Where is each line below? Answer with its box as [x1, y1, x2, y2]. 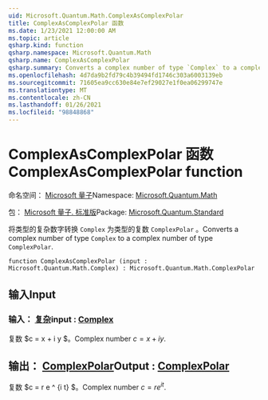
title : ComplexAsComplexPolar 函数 [8, 19, 124, 27]
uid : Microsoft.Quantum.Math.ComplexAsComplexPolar [8, 11, 183, 20]
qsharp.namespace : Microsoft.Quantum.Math [8, 49, 152, 57]
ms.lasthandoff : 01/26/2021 [8, 101, 102, 109]
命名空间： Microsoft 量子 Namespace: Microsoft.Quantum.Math [8, 190, 218, 200]
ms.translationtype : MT [8, 86, 88, 94]
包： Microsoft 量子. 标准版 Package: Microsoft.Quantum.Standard [8, 207, 224, 217]
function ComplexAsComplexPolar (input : [8, 257, 148, 265]
